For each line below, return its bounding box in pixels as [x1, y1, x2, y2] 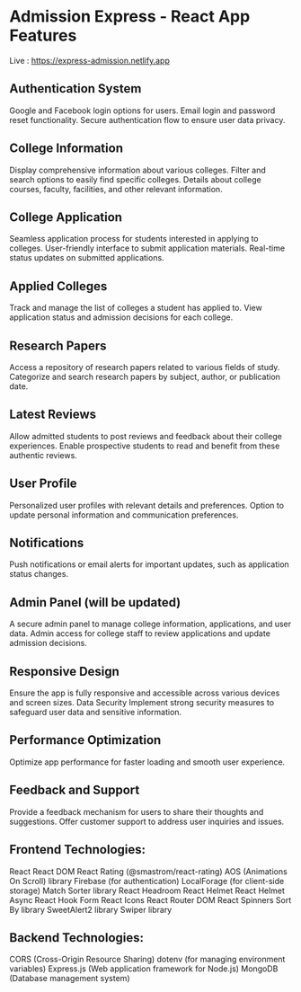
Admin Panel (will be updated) [9, 595, 181, 610]
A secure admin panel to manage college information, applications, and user [9, 618, 292, 630]
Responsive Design [9, 663, 120, 679]
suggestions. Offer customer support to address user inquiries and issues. [9, 816, 285, 827]
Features [9, 25, 77, 46]
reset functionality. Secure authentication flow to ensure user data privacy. [9, 114, 286, 125]
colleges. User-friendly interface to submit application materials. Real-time [9, 243, 286, 253]
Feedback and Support [9, 783, 140, 798]
